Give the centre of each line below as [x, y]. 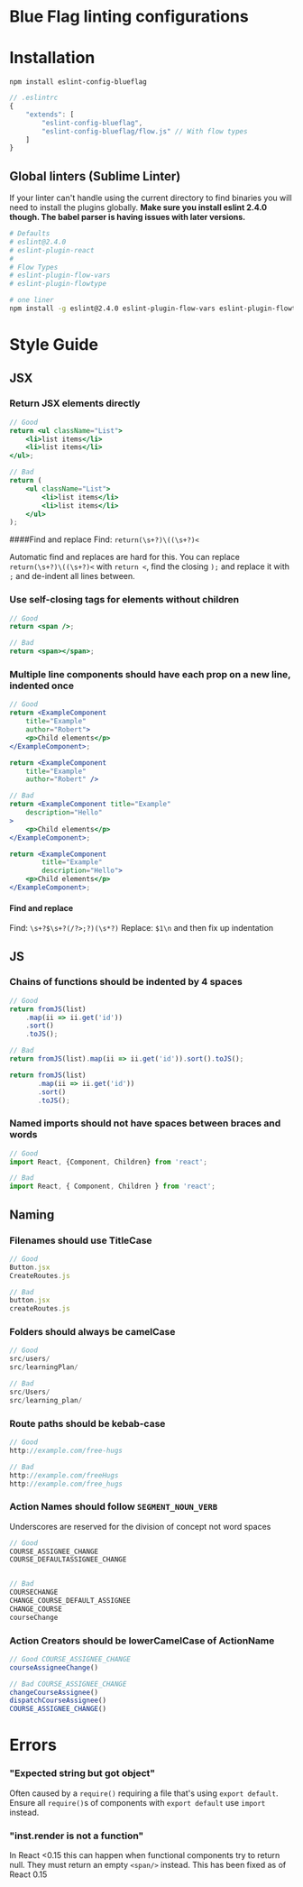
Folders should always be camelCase [92, 1332]
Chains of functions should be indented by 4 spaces [126, 982]
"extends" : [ [50, 115]
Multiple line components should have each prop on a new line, [150, 675]
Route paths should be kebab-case [87, 1423]
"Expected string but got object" [83, 1773]
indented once [42, 686]
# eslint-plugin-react [52, 250]
